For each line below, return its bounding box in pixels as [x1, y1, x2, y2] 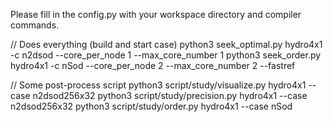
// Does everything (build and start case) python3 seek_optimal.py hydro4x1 [10, 39, 323, 50]
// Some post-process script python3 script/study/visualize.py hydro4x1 [10, 79, 307, 91]
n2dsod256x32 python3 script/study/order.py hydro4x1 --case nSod [10, 100, 293, 112]
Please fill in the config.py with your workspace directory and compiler [10, 9, 302, 20]
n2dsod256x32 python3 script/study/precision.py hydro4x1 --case [32, 90, 308, 101]
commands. [10, 19, 60, 31]
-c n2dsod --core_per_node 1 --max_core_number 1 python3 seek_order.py [10, 49, 322, 61]
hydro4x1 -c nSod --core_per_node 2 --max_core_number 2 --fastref [10, 60, 296, 71]
